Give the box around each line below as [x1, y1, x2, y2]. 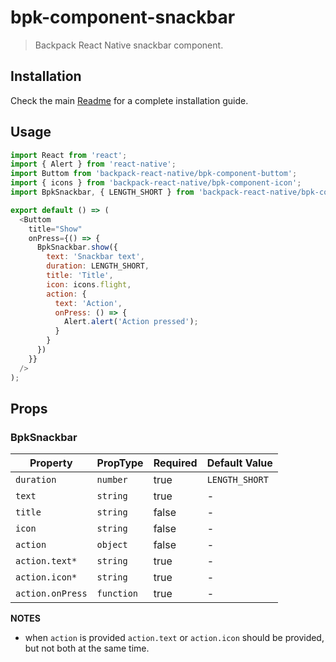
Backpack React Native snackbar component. [34, 39, 224, 51]
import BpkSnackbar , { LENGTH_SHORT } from [10, 187, 195, 198]
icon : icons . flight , [46, 279, 132, 290]
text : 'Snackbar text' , [46, 252, 145, 262]
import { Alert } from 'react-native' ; [10, 159, 177, 170]
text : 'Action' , [54, 298, 123, 308]
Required [153, 456, 198, 470]
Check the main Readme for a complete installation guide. [10, 94, 249, 106]
